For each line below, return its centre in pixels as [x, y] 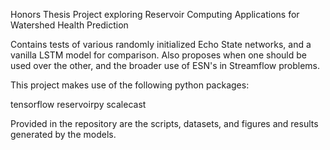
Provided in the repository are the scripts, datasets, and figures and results [164, 123]
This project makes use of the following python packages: [130, 85]
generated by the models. [63, 134]
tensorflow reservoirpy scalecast [78, 104]
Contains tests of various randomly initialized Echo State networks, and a [161, 44]
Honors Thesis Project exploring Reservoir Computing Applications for [155, 14]
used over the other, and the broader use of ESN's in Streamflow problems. [165, 65]
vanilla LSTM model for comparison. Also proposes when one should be [158, 55]
